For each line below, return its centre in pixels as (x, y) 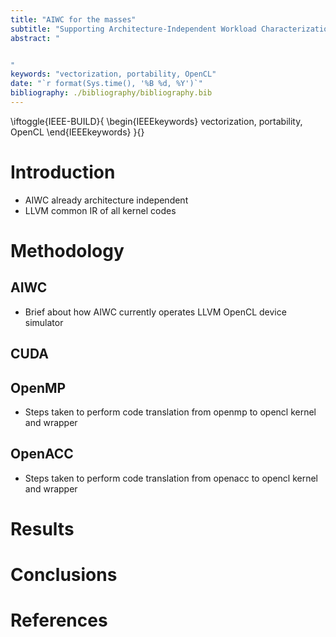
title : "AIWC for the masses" (73, 19)
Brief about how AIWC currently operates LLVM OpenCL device (155, 312)
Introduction (63, 172)
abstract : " (35, 38)
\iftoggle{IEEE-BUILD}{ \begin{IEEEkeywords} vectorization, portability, (156, 121)
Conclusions (64, 575)
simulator (44, 322)
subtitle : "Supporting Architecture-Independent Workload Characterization (171, 29)
